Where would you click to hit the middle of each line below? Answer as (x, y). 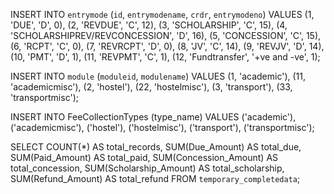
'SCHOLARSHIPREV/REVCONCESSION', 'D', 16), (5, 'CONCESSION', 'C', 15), (166, 35)
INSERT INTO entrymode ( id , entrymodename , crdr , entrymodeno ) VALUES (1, (162, 14)
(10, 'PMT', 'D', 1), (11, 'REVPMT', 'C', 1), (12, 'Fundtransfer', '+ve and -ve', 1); (165, 57)
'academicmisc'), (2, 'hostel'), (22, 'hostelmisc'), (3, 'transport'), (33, (151, 87)
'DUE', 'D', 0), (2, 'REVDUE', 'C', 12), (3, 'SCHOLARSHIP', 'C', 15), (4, (149, 25)
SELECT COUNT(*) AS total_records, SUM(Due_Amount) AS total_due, (156, 147)
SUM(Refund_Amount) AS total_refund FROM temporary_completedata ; (155, 178)
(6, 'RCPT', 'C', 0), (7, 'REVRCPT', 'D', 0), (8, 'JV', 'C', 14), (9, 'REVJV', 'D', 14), (167, 46)
